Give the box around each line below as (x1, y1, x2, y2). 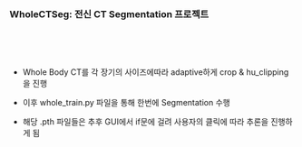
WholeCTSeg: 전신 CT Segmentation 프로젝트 (9, 7, 209, 20)
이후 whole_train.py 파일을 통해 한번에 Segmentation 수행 (22, 97, 231, 108)
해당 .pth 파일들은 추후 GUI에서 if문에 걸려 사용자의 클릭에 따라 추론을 (22, 116, 269, 127)
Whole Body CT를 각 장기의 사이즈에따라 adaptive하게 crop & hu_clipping (22, 67, 289, 78)
